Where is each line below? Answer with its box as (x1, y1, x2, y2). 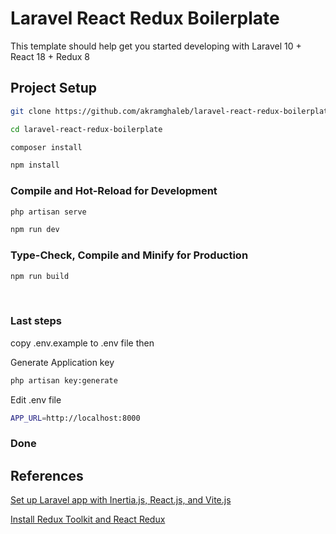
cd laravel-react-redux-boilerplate (10, 124, 163, 134)
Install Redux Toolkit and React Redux (10, 513, 166, 526)
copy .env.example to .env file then (10, 337, 155, 349)
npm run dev (10, 225, 60, 235)
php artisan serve (10, 207, 87, 217)
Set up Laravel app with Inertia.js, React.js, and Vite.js (10, 494, 232, 506)
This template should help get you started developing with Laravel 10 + (10, 40, 302, 52)
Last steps (10, 314, 62, 328)
